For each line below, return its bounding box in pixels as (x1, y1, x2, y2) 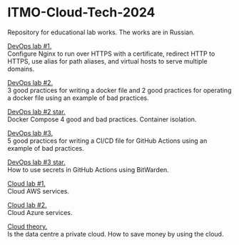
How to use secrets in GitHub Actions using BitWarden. (7, 165, 169, 174)
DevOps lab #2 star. (7, 107, 66, 116)
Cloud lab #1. (7, 179, 46, 188)
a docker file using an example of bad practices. (7, 94, 150, 102)
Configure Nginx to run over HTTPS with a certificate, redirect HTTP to (7, 49, 215, 58)
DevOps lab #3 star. (7, 158, 66, 166)
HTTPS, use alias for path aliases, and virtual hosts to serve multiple (7, 56, 208, 65)
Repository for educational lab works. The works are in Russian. (7, 28, 195, 36)
